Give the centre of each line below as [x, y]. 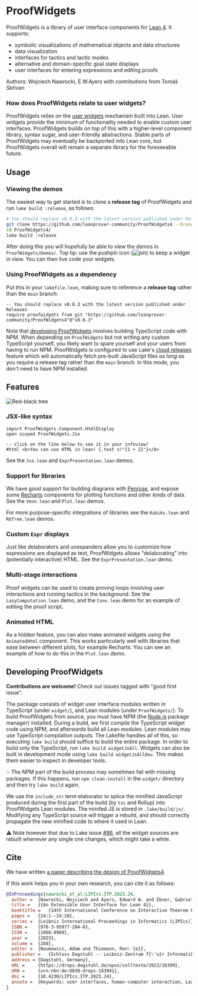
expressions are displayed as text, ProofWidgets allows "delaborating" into [97, 553]
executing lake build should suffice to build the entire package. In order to [97, 742]
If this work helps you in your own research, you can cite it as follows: [91, 883]
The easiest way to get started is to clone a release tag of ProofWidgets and [99, 201]
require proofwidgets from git [44, 315]
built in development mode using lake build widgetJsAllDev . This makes [95, 754]
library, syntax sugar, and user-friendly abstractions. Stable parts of [88, 135]
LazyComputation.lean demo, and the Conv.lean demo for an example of [93, 600]
